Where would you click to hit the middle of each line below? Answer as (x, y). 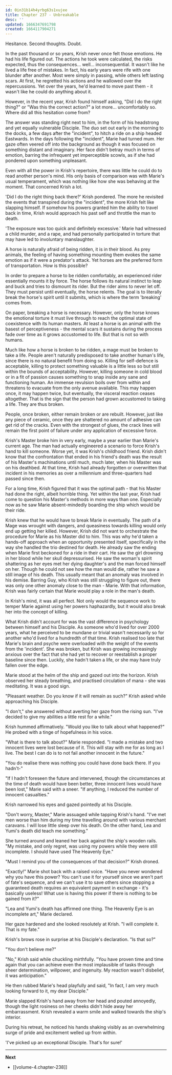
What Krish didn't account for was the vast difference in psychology (77, 622)
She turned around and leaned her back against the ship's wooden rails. (81, 841)
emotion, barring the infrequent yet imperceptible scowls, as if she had (80, 155)
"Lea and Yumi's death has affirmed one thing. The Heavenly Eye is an (80, 909)
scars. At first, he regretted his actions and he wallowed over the (73, 81)
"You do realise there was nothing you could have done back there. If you (83, 763)
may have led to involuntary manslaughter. (50, 239)
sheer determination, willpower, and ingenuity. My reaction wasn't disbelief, (85, 970)
